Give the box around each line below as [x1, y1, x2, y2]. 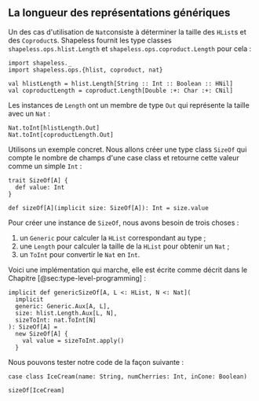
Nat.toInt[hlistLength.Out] [8, 123, 100, 132]
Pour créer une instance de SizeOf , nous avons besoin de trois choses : [8, 218, 239, 227]
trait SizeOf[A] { [8, 176, 68, 184]
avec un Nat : [8, 109, 51, 118]
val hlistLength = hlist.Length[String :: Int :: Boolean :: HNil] [8, 79, 234, 87]
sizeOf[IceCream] [8, 386, 65, 394]
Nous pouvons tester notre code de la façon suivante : [8, 357, 184, 366]
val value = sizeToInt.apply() [22, 337, 125, 344]
